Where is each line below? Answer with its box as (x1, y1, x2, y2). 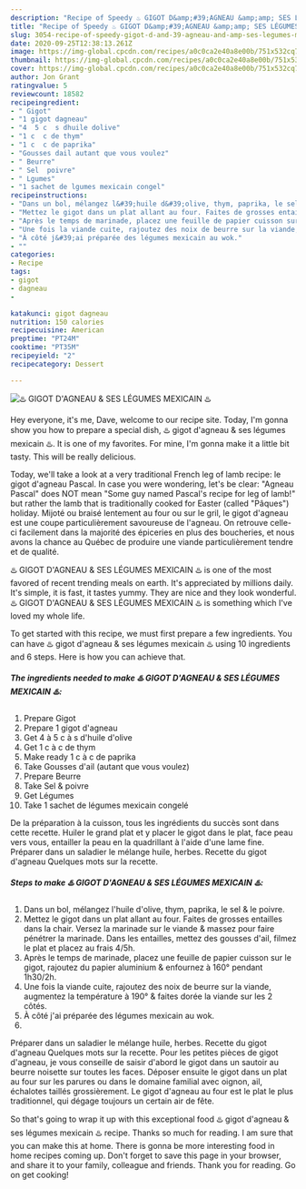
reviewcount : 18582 (10, 89, 84, 98)
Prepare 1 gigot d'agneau (23, 722, 118, 733)
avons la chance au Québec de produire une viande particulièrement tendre (10, 536, 293, 547)
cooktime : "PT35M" (10, 343, 80, 352)
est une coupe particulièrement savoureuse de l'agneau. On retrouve (10, 517, 269, 528)
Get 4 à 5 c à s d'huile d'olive (23, 731, 133, 742)
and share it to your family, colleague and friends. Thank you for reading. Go (10, 1159, 296, 1170)
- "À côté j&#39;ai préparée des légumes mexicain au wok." (10, 233, 243, 242)
